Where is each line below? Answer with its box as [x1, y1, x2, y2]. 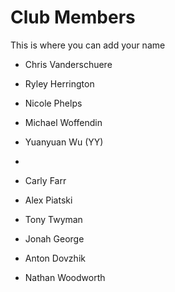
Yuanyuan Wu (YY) [24, 136, 104, 148]
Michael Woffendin [24, 116, 103, 128]
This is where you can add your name [10, 39, 166, 51]
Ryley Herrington [24, 77, 95, 90]
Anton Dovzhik [24, 252, 86, 264]
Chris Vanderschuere [24, 58, 113, 70]
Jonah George [24, 232, 85, 245]
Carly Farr [24, 174, 67, 186]
